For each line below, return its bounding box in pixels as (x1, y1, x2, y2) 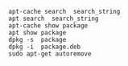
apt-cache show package (8, 22, 89, 30)
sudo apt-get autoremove (8, 50, 92, 58)
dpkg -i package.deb (8, 43, 81, 51)
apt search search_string (8, 14, 99, 23)
